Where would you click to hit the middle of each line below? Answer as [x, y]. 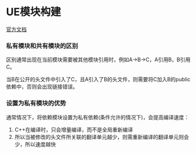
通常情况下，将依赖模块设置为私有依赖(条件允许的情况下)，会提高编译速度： [98, 117]
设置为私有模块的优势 [36, 103]
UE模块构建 [34, 12]
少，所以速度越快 [35, 144]
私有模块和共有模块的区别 [42, 46]
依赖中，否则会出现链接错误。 [42, 87]
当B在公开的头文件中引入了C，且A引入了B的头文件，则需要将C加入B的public [98, 79]
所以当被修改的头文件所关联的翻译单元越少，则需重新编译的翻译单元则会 [102, 137]
